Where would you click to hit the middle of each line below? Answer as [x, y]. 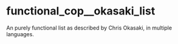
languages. [20, 34]
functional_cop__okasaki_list [81, 11]
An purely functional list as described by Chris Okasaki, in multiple [89, 28]
